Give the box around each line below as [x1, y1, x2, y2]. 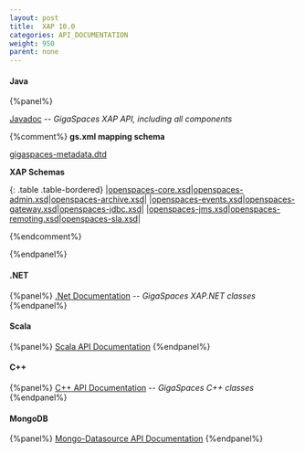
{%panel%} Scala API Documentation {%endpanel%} [9, 341, 211, 352]
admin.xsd [9, 194, 48, 205]
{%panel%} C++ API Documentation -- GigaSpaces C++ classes [9, 382, 254, 393]
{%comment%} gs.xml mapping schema [9, 132, 165, 142]
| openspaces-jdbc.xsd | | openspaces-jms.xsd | [56, 204, 231, 215]
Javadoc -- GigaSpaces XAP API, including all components [9, 113, 233, 124]
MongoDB [9, 413, 48, 424]
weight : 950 [9, 38, 55, 48]
